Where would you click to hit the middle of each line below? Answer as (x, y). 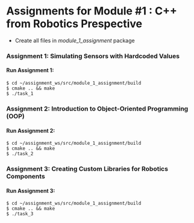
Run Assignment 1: (30, 70)
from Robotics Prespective (74, 24)
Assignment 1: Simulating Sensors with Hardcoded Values (93, 56)
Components (26, 177)
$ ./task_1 (20, 94)
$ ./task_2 (20, 154)
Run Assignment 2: (31, 130)
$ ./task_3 (20, 214)
